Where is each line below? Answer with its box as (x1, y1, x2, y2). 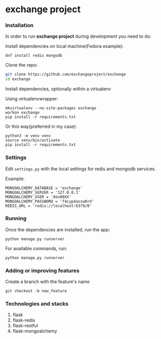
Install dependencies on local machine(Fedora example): (5, 43, 123, 49)
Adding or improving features (5, 267, 80, 274)
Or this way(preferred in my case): (5, 123, 77, 129)
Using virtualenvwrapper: (5, 96, 58, 102)
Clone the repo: (5, 62, 38, 68)
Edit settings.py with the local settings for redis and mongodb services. (5, 166, 156, 172)
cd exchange (5, 76, 30, 82)
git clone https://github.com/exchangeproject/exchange (5, 72, 126, 77)
